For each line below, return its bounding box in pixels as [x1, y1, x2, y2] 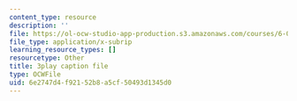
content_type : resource [9, 12, 97, 22]
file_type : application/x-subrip [9, 37, 133, 47]
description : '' [9, 21, 69, 30]
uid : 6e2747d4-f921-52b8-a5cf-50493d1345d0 [9, 78, 172, 87]
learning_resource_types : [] [9, 46, 117, 54]
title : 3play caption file [9, 62, 109, 71]
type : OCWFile [9, 70, 62, 79]
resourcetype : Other [9, 54, 86, 62]
